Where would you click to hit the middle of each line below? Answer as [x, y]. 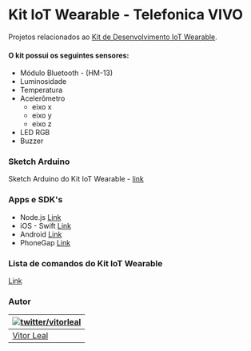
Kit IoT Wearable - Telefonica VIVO [126, 15]
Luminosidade [43, 82]
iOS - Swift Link [46, 225]
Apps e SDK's [36, 200]
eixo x [42, 107]
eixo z [42, 124]
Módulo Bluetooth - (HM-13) [66, 73]
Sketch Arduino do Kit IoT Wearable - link [76, 179]
